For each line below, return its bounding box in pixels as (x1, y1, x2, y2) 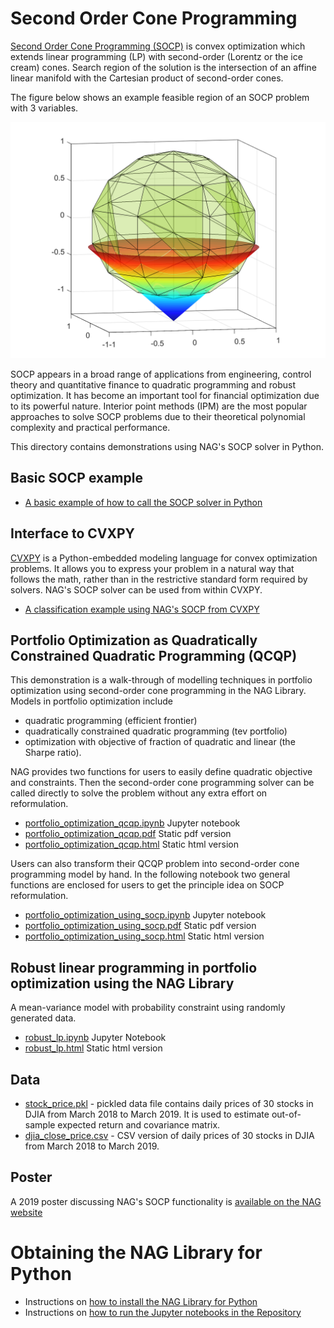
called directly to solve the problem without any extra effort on (10, 787, 268, 799)
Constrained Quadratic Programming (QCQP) (10, 647, 298, 664)
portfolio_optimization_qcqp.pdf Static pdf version (24, 828, 232, 840)
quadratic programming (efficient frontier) (24, 715, 198, 727)
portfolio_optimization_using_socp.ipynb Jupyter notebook (24, 909, 267, 921)
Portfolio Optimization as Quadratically (10, 632, 258, 649)
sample (24, 1119, 56, 1131)
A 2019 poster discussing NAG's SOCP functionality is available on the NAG (10, 1195, 322, 1207)
